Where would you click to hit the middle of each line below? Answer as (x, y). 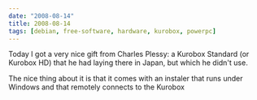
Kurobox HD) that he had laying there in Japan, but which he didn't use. (128, 63)
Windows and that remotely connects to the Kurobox (97, 87)
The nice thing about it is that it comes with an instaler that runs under (126, 79)
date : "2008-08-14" (41, 16)
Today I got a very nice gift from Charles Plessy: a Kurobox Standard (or (129, 54)
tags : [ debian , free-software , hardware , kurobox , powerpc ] (113, 31)
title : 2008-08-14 (39, 24)
